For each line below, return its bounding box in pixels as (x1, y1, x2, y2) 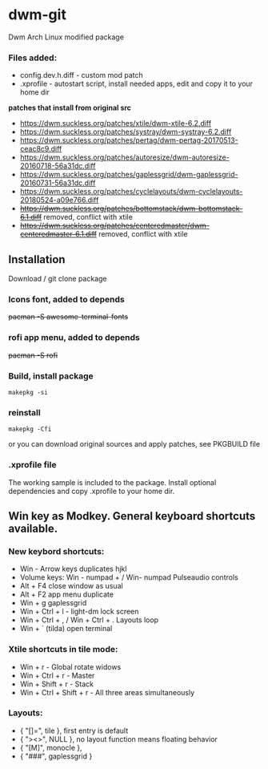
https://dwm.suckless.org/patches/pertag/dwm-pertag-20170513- (19, 136, 238, 145)
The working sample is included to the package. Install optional (8, 477, 217, 487)
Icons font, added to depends (8, 293, 126, 305)
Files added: (8, 52, 58, 63)
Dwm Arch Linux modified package (8, 32, 124, 42)
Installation (8, 253, 66, 266)
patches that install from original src (8, 103, 132, 113)
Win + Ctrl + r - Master (19, 670, 95, 680)
